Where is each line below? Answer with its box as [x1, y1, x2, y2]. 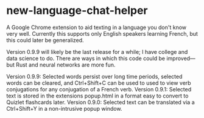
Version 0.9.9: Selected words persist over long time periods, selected [6, 73, 183, 80]
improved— [166, 54, 196, 62]
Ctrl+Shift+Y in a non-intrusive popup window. [6, 105, 122, 112]
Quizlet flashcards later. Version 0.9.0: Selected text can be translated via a [6, 98, 195, 106]
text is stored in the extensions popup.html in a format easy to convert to [6, 92, 189, 99]
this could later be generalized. [6, 36, 84, 44]
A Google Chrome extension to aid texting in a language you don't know [6, 24, 187, 31]
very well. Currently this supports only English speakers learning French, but [6, 30, 198, 37]
